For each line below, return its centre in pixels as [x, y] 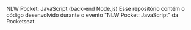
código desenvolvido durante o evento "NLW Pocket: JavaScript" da [92, 15]
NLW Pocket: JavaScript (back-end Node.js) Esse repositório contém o [95, 9]
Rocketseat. [21, 21]
